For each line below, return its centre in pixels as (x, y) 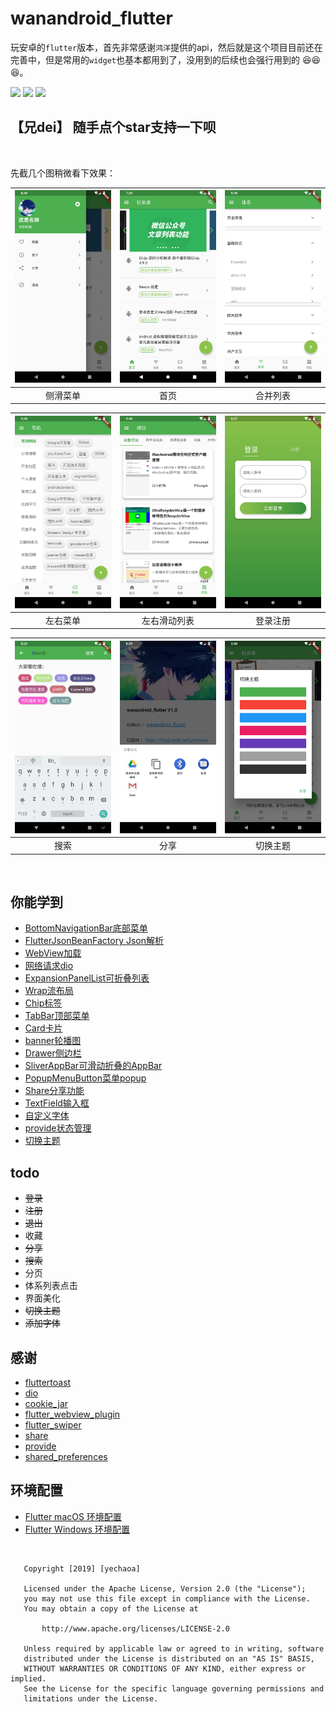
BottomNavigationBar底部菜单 (86, 928)
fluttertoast (48, 1382)
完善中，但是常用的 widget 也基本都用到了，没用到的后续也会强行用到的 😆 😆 (166, 59)
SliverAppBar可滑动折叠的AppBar (93, 1066)
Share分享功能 (54, 1091)
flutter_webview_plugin (72, 1414)
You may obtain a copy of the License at (111, 1608)
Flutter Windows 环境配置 (77, 1529)
